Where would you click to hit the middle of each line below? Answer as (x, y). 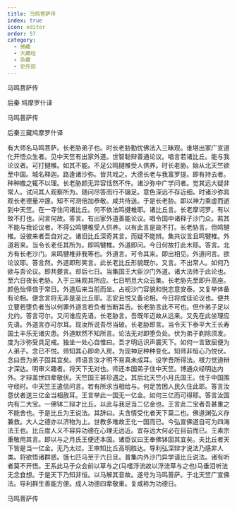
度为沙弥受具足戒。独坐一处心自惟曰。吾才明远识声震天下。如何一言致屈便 (115, 342)
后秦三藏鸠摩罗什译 (35, 132)
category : (22, 40)
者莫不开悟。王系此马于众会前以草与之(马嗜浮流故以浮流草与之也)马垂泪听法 (118, 466)
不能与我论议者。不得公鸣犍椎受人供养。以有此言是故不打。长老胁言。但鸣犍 (119, 227)
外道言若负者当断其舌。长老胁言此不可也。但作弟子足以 (149, 306)
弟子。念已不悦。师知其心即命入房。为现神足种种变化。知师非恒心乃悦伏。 (121, 351)
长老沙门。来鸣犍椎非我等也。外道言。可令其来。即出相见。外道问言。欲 (124, 253)
